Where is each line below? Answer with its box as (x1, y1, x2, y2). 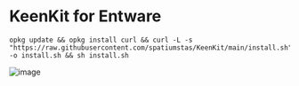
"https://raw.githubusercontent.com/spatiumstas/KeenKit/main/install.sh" (9, 43, 293, 52)
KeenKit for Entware (9, 6, 162, 27)
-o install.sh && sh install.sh (9, 51, 129, 59)
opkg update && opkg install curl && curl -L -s (9, 35, 193, 44)
